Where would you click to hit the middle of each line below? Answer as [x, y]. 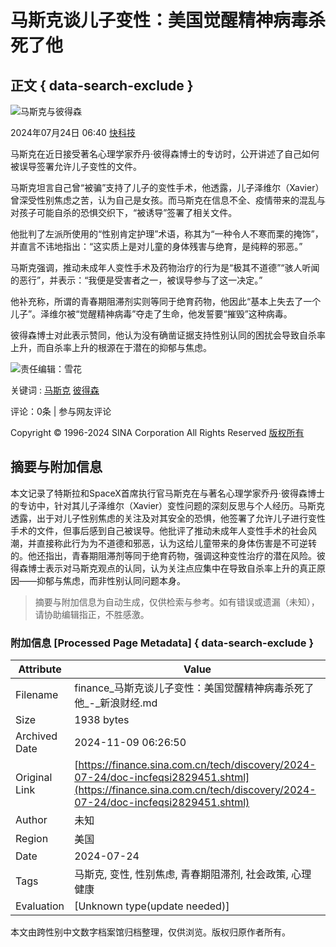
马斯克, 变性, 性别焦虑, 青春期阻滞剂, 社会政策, [181, 874]
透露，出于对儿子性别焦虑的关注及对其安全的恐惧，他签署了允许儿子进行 [159, 518]
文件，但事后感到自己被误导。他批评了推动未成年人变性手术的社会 [172, 530]
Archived [36, 736]
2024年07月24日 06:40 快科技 [73, 132]
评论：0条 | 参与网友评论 [61, 411]
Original [34, 778]
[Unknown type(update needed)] [152, 906]
